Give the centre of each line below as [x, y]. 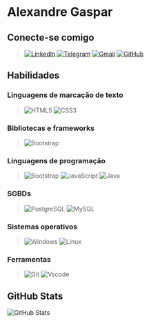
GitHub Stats [35, 296]
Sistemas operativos [42, 227]
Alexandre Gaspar [60, 12]
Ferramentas [29, 259]
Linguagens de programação [56, 160]
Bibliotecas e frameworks [51, 128]
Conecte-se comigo [51, 38]
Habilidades [33, 75]
